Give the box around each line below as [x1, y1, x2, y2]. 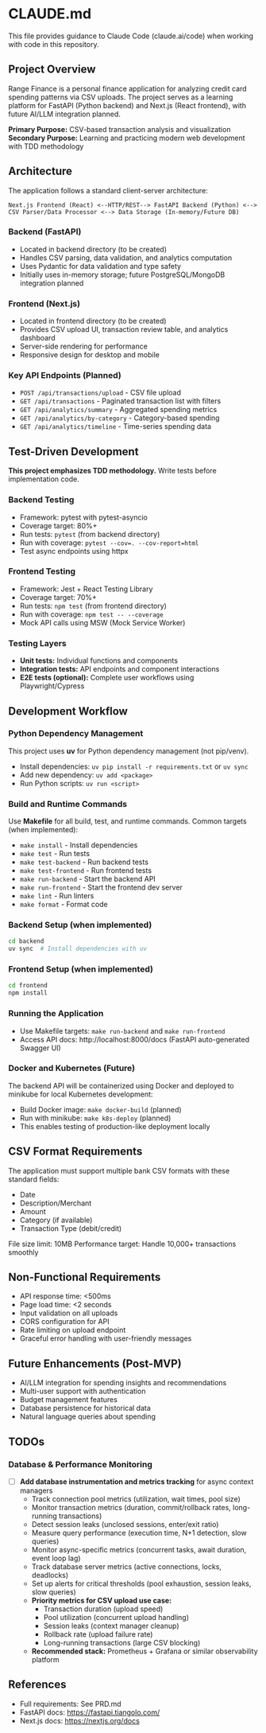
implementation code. [8, 474, 79, 484]
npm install [8, 989, 48, 997]
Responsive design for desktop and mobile [19, 350, 160, 360]
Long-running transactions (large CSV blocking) [43, 1638, 201, 1648]
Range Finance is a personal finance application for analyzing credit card [8, 84, 248, 93]
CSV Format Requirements [8, 1145, 143, 1159]
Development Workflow [8, 704, 129, 718]
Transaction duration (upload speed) [43, 1604, 164, 1614]
